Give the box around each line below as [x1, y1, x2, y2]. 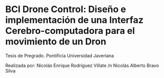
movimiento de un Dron [5, 36, 106, 48]
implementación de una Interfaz [5, 14, 144, 26]
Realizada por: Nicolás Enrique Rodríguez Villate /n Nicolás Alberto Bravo [5, 62, 159, 68]
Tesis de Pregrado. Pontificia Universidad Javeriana [5, 52, 114, 59]
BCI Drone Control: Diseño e [5, 4, 126, 15]
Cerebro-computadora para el [5, 25, 135, 36]
